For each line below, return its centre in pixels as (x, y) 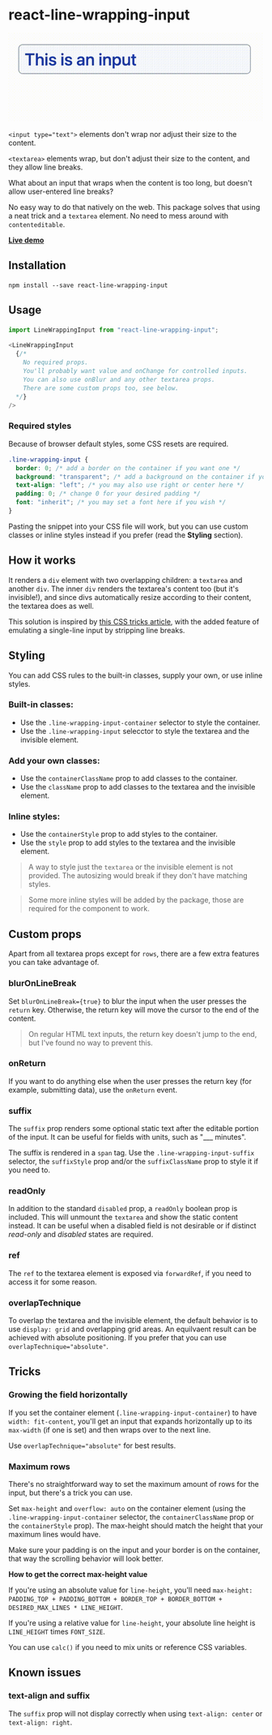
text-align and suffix (49, 1696)
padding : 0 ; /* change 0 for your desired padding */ (108, 494)
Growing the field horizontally (68, 1394)
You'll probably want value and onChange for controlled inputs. (136, 371)
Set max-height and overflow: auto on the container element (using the (127, 1508)
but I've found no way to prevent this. (91, 1043)
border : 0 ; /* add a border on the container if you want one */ (128, 468)
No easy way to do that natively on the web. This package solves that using (134, 207)
